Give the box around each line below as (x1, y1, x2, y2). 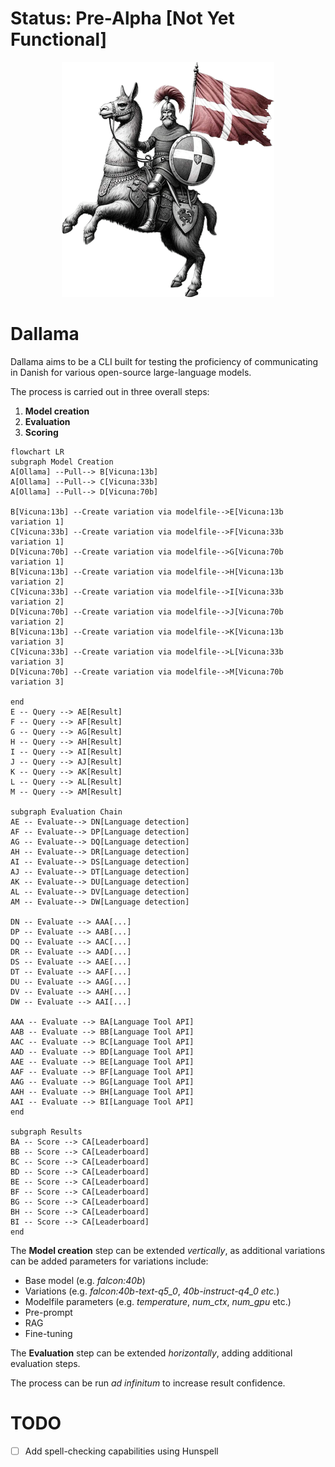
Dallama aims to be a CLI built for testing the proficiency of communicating (10, 355, 319, 367)
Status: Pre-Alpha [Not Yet (10, 7, 235, 30)
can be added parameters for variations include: (10, 1255, 209, 1267)
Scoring (24, 426, 59, 438)
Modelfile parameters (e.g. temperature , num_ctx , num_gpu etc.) (24, 1295, 292, 1307)
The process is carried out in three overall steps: (10, 385, 210, 397)
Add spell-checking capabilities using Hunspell (24, 1445, 219, 1457)
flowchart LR (10, 447, 65, 457)
